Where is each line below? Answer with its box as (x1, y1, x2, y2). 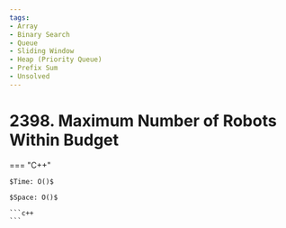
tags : (9, 13, 30, 23)
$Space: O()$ (9, 193, 58, 202)
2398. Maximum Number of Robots (9, 110, 277, 131)
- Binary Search (9, 30, 70, 39)
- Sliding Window (9, 47, 75, 56)
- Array (9, 22, 39, 31)
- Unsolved (9, 72, 50, 81)
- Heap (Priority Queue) (9, 55, 103, 64)
